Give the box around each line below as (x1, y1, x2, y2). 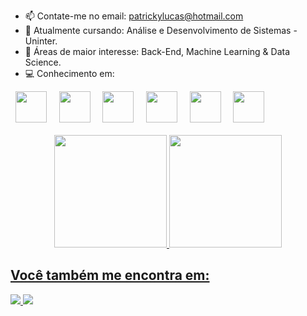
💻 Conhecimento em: (24, 68, 115, 79)
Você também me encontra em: (10, 267, 210, 284)
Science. (24, 56, 62, 68)
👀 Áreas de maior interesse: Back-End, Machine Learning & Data (24, 46, 291, 57)
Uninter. (24, 35, 58, 47)
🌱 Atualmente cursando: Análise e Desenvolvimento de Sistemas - (24, 25, 298, 36)
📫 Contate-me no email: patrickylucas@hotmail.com (24, 10, 244, 22)
